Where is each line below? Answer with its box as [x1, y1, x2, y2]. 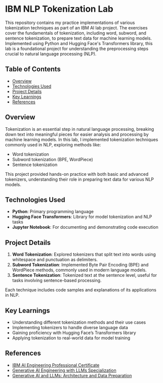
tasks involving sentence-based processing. [12, 278, 102, 284]
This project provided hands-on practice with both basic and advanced [5, 171, 149, 177]
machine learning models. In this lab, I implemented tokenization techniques [5, 136, 158, 143]
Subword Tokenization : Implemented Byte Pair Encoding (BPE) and [12, 262, 149, 268]
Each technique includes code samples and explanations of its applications [5, 287, 157, 293]
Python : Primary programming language [12, 209, 94, 215]
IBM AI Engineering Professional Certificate [12, 362, 99, 368]
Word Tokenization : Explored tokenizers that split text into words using [12, 251, 156, 258]
